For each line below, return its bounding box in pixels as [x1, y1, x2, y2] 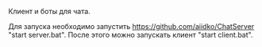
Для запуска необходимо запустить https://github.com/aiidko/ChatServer [8, 22, 255, 31]
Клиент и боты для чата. [8, 7, 91, 16]
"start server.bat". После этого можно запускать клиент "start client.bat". [8, 31, 253, 39]
